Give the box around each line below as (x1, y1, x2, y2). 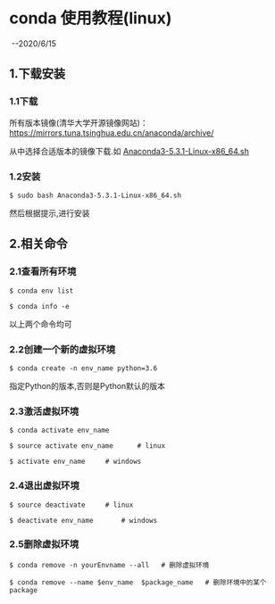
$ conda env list (9, 286, 74, 295)
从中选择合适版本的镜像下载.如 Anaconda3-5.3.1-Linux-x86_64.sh (9, 145, 250, 156)
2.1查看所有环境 (9, 265, 77, 277)
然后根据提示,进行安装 (9, 207, 91, 219)
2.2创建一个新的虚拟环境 (9, 343, 116, 355)
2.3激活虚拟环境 (9, 405, 79, 418)
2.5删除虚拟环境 (9, 538, 79, 550)
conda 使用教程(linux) (9, 8, 172, 29)
